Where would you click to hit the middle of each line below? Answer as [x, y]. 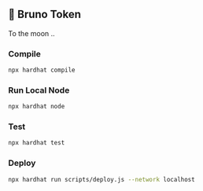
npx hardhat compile [42, 70]
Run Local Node [39, 90]
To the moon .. [31, 33]
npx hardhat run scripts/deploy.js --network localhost [101, 179]
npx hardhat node [37, 107]
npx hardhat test [37, 143]
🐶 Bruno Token [44, 15]
